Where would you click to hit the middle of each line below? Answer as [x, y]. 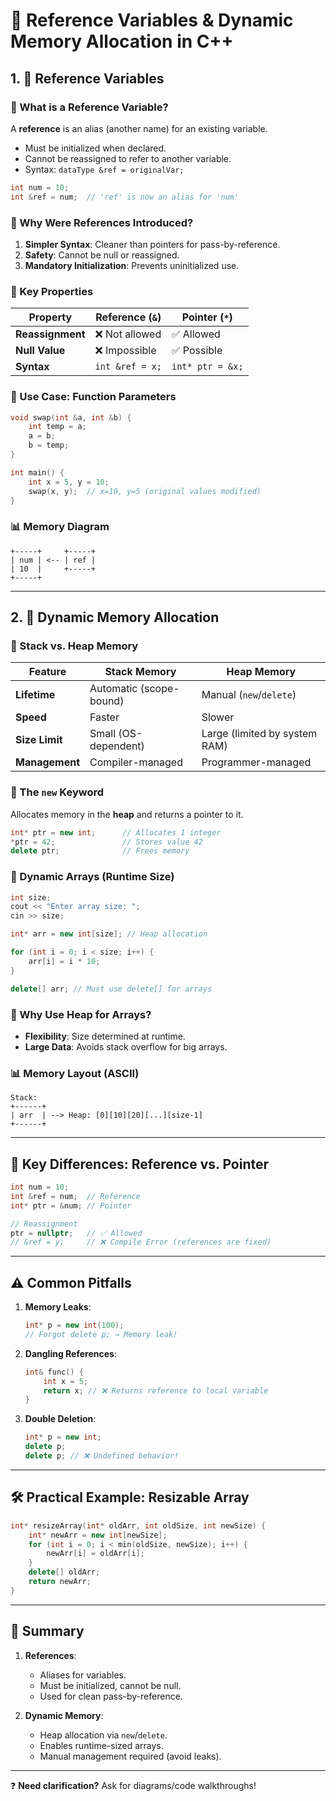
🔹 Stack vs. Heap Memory [74, 646]
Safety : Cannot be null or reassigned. [102, 255]
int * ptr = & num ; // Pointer [71, 1205]
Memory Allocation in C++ [122, 41]
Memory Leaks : [58, 1307]
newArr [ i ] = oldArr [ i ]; [95, 1554]
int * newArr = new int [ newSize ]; [98, 1535]
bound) [107, 701]
